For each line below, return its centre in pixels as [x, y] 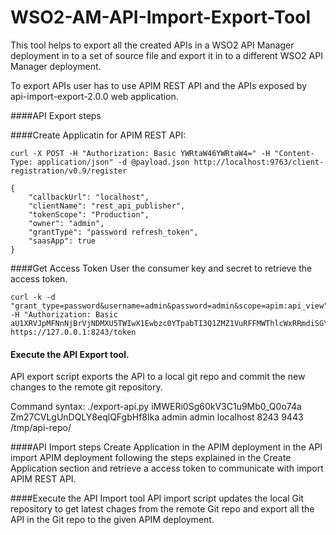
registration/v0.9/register [69, 171]
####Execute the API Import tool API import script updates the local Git [157, 498]
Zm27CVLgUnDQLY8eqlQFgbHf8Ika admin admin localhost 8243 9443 [157, 417]
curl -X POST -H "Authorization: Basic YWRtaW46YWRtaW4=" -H [140, 153]
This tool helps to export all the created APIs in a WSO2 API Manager [152, 45]
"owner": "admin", [66, 223]
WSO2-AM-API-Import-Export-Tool [161, 17]
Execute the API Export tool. [70, 354]
